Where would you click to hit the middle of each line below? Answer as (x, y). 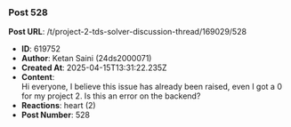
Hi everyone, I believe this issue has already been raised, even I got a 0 (151, 87)
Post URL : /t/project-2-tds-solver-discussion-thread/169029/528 (127, 32)
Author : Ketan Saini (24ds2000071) (86, 59)
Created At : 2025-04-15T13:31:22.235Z (94, 67)
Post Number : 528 (56, 115)
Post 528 (28, 12)
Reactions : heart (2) (58, 106)
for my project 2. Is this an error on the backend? (111, 96)
